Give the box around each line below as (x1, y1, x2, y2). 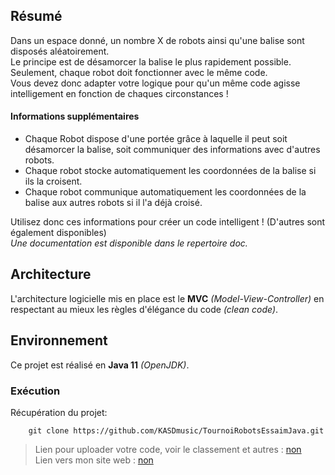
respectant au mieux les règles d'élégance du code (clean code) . (10, 303, 279, 315)
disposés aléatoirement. (10, 45, 110, 57)
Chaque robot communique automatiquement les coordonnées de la (24, 186, 307, 198)
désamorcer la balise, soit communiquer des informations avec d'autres (24, 144, 321, 156)
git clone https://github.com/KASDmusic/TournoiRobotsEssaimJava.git (28, 425, 325, 436)
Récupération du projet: (10, 406, 108, 418)
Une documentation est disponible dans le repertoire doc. (10, 237, 248, 249)
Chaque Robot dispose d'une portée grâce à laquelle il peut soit (24, 133, 288, 145)
